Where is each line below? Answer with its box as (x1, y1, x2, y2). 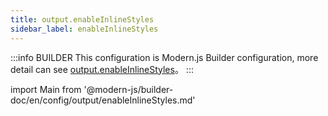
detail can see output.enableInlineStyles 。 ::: (10, 63, 194, 75)
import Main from (10, 83, 82, 95)
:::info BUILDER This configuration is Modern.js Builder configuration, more (10, 51, 319, 63)
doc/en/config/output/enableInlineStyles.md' (10, 94, 196, 106)
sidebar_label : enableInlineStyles (10, 24, 159, 34)
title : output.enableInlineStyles (10, 14, 155, 25)
